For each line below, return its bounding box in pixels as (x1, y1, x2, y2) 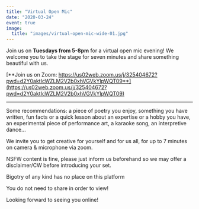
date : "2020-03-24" (6, 14, 54, 20)
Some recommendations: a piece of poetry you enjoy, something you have (6, 107, 188, 115)
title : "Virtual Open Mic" (6, 8, 73, 15)
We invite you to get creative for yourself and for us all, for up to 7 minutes (6, 138, 188, 145)
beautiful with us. (6, 60, 49, 67)
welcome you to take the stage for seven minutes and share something (6, 53, 179, 61)
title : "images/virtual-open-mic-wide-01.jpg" (11, 31, 129, 37)
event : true (6, 20, 36, 26)
